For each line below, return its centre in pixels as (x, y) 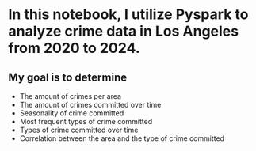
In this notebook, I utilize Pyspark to (128, 15)
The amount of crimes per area (70, 96)
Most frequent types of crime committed (86, 121)
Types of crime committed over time (79, 130)
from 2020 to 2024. (74, 48)
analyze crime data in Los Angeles (124, 31)
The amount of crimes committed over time (90, 105)
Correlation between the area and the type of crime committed (122, 138)
